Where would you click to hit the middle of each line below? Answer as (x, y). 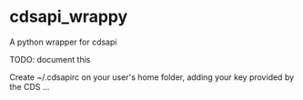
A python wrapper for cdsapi (63, 42)
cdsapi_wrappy (69, 17)
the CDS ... (30, 86)
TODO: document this (50, 59)
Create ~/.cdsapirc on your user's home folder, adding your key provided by (152, 77)
